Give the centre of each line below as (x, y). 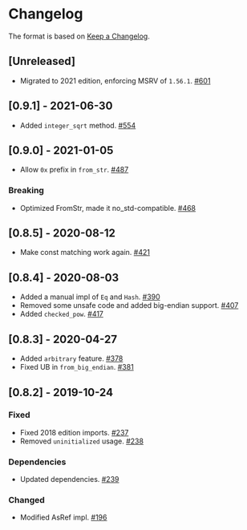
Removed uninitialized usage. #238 (82, 441)
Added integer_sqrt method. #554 (78, 125)
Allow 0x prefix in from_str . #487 (74, 170)
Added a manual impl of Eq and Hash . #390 (90, 297)
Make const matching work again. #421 (85, 253)
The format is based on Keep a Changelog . (79, 36)
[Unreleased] (42, 61)
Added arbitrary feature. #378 (71, 358)
